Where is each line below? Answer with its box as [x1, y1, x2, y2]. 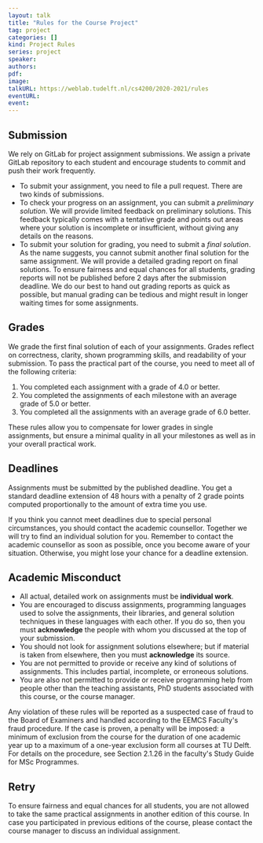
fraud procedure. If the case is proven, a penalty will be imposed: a [8, 724, 225, 734]
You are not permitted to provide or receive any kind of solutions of [19, 658, 237, 668]
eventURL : [8, 92, 41, 100]
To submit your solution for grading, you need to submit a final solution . [19, 239, 251, 248]
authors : [8, 63, 37, 71]
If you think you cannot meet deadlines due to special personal [8, 514, 212, 524]
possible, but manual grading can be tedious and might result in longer [19, 289, 249, 299]
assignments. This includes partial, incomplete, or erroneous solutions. [19, 667, 249, 676]
